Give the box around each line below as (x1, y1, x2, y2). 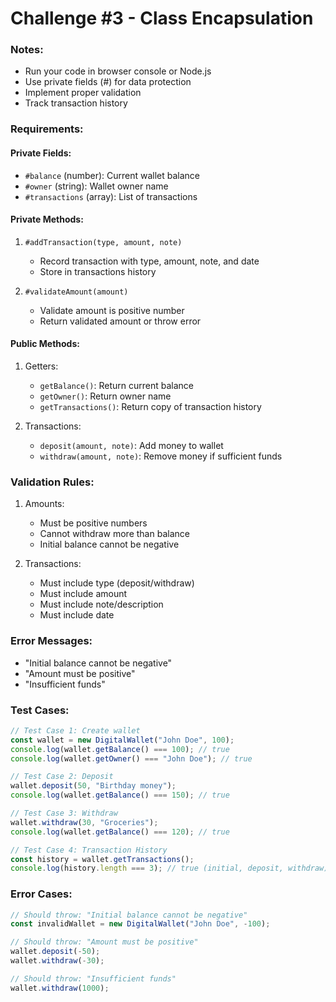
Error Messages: (10, 634, 93, 648)
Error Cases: (10, 887, 73, 901)
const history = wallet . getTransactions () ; (10, 854, 195, 864)
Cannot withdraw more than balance (39, 528, 190, 540)
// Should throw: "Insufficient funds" (10, 973, 177, 984)
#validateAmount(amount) (24, 287, 129, 297)
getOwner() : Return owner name (39, 390, 172, 402)
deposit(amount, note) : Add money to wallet (39, 440, 224, 452)
